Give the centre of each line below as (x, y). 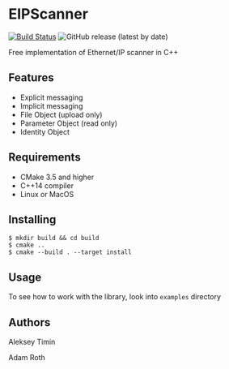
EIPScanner (49, 14)
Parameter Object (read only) (69, 123)
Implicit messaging (51, 105)
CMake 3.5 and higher (57, 177)
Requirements (45, 158)
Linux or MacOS (47, 194)
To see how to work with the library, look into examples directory (114, 297)
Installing (32, 219)
